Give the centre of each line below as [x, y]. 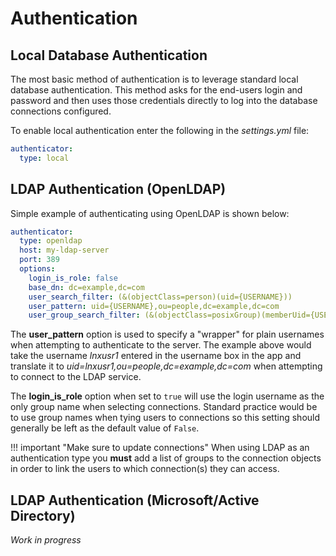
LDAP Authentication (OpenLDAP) [118, 189]
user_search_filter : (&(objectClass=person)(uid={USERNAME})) [160, 297]
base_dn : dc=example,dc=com [86, 287]
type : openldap [51, 241]
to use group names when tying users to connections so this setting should [165, 418]
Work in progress [46, 540]
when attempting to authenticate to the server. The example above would [161, 345]
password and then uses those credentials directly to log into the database [164, 100]
